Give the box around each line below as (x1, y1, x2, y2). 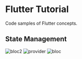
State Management (5, 35, 67, 43)
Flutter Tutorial (5, 4, 69, 15)
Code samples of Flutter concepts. (5, 20, 77, 26)
